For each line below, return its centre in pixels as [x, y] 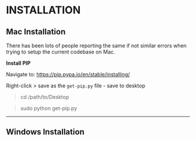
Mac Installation [36, 32]
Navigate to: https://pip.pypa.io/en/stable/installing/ [68, 74]
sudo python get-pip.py [49, 108]
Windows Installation [45, 132]
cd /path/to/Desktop [45, 97]
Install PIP [18, 63]
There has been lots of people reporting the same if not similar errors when [96, 45]
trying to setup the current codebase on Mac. [61, 52]
